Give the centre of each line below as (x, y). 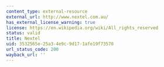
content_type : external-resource (47, 11)
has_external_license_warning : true (51, 22)
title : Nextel (23, 38)
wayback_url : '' (26, 55)
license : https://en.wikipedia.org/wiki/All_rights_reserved (82, 28)
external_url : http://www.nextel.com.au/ (57, 17)
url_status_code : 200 (33, 50)
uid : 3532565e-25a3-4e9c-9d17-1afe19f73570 (60, 44)
